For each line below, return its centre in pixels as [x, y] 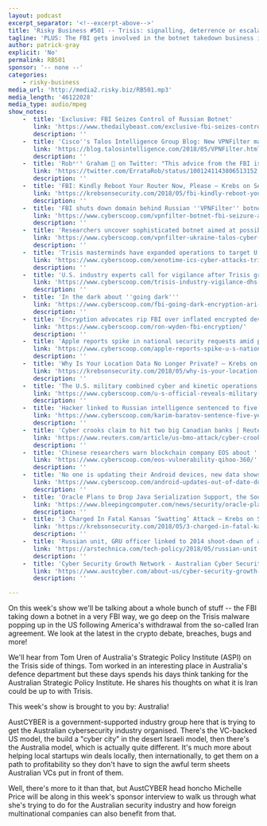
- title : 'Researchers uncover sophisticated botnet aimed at [130, 231]
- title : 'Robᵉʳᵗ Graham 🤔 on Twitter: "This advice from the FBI [136, 164]
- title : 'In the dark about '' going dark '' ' [101, 297]
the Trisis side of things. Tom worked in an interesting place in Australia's [128, 666]
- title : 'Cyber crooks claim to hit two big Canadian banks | [131, 430]
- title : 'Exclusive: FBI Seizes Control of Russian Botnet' [128, 119]
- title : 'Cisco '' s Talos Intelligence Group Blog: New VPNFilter [136, 141]
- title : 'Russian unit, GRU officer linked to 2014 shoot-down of [138, 542]
